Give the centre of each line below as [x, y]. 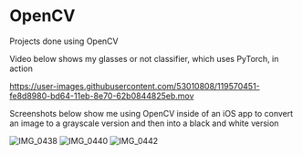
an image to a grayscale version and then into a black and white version [144, 123]
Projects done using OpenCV [64, 41]
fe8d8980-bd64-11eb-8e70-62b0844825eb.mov [102, 96]
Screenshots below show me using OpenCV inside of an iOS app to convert [151, 113]
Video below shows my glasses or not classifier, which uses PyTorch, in [144, 58]
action [21, 68]
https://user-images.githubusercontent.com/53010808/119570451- [135, 86]
